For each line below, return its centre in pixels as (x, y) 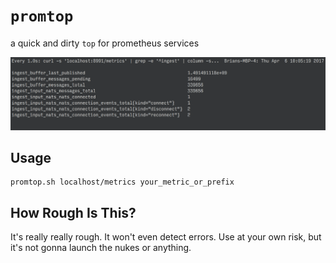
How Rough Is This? (73, 212)
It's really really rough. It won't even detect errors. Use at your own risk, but (166, 237)
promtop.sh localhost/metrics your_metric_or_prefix (122, 182)
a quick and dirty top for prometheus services (105, 43)
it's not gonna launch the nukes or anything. (101, 248)
